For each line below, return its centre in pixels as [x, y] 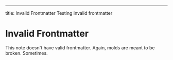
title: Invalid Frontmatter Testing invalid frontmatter [59, 13]
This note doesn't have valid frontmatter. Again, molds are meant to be [80, 48]
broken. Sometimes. [27, 53]
